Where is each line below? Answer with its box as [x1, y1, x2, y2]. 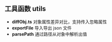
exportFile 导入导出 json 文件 [11, 25, 72, 31]
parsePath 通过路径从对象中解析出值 [11, 31, 87, 37]
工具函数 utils [4, 4, 46, 13]
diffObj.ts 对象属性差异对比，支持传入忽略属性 [11, 19, 107, 25]
